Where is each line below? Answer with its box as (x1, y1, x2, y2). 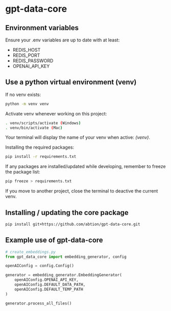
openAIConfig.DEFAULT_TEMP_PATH (14, 286, 83, 292)
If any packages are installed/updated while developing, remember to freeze (5, 163, 166, 170)
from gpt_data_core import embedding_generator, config (5, 254, 127, 259)
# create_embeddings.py (5, 249, 56, 254)
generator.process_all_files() (5, 301, 72, 306)
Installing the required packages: (5, 144, 75, 151)
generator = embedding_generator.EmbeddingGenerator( (5, 273, 123, 278)
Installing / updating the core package (5, 208, 129, 217)
